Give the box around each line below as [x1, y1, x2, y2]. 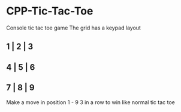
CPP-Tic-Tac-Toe [6, 4, 93, 18]
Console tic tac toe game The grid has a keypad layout [6, 24, 141, 31]
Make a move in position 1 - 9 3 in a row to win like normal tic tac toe [6, 98, 176, 106]
